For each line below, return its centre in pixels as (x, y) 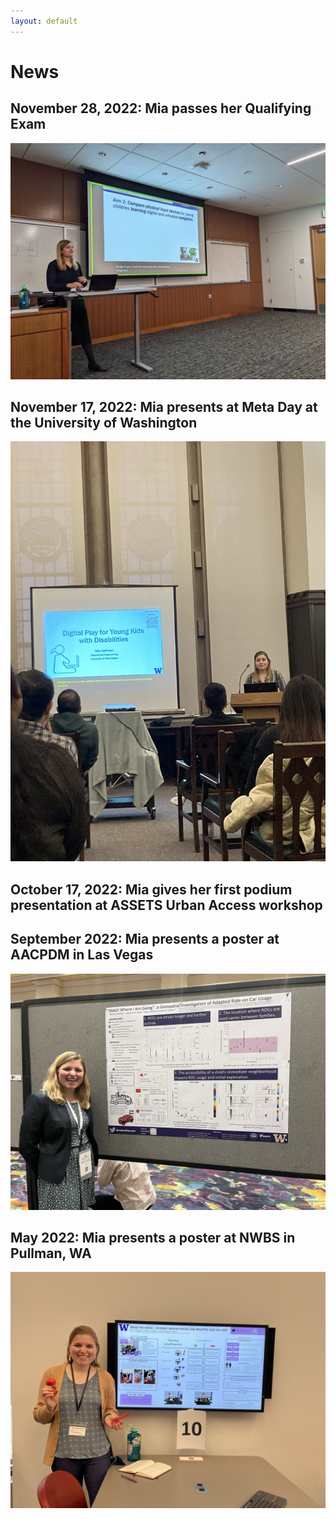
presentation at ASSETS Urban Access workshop (166, 905)
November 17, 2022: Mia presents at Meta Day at (164, 407)
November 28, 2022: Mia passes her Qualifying (161, 108)
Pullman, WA (51, 1253)
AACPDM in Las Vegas (82, 955)
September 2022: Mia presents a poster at (145, 939)
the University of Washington (104, 423)
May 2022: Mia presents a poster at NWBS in (153, 1238)
